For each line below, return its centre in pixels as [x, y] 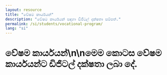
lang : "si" [17, 28]
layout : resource [24, 10]
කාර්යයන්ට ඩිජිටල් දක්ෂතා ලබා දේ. [71, 64]
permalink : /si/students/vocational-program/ [54, 24]
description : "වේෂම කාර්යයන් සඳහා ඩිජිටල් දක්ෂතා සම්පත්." [63, 19]
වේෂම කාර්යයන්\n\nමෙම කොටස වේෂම [83, 53]
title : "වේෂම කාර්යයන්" [30, 14]
